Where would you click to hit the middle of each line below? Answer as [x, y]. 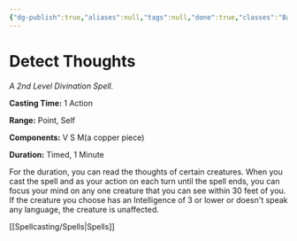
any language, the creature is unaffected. [84, 209]
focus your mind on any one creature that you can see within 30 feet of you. [148, 190]
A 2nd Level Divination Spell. [61, 86]
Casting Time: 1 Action [51, 103]
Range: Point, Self [42, 120]
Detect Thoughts [72, 61]
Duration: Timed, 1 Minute [57, 154]
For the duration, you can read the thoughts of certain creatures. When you [146, 171]
